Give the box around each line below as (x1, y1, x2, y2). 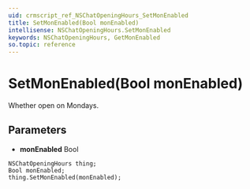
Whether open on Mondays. (8, 101, 99, 110)
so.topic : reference (8, 41, 76, 49)
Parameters (8, 124, 67, 137)
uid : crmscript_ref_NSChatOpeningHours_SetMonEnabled (8, 11, 189, 20)
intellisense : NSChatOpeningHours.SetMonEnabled (8, 26, 171, 34)
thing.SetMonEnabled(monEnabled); (8, 173, 122, 181)
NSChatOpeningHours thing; (8, 159, 97, 168)
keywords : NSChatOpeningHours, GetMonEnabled (8, 33, 160, 42)
